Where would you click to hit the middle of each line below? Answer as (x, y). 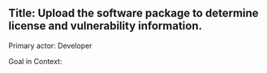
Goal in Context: (35, 61)
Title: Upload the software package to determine (133, 13)
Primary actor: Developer (50, 45)
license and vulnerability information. (106, 26)
